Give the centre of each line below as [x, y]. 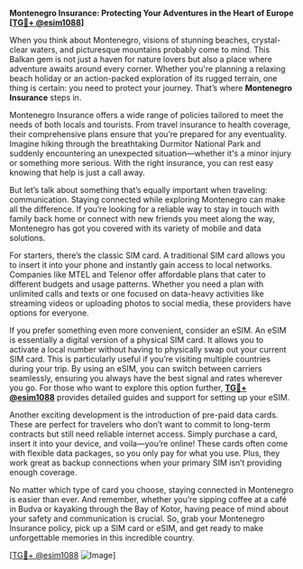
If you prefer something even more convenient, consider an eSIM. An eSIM [148, 330]
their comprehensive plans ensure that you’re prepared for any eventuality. [148, 134]
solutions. [28, 238]
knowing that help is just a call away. [78, 172]
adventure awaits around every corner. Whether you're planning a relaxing [147, 69]
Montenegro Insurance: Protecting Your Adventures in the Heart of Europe [151, 13]
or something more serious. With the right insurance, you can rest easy [141, 163]
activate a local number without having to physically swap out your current [148, 349]
